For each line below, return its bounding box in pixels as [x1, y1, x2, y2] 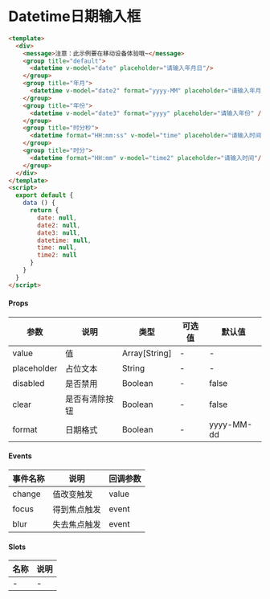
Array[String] [121, 347, 172, 359]
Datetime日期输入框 [8, 7, 141, 26]
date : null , [37, 214, 78, 222]
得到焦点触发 [52, 504, 102, 515]
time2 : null [37, 251, 78, 260]
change [12, 488, 42, 499]
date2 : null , [37, 221, 81, 229]
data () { [22, 199, 56, 207]
